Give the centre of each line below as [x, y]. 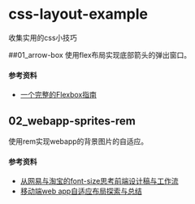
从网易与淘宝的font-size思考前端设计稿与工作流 [99, 181]
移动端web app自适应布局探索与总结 [81, 191]
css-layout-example [78, 14]
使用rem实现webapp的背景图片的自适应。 [78, 141]
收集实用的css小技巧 [43, 37]
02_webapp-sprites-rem [72, 121]
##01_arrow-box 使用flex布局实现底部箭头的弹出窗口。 [100, 54]
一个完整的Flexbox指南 [58, 95]
